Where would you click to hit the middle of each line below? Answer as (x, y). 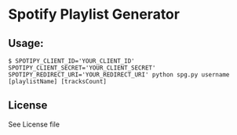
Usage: (26, 43)
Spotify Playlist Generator (94, 14)
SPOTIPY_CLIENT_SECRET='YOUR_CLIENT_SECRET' (82, 68)
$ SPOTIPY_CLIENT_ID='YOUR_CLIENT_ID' (71, 61)
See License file (34, 124)
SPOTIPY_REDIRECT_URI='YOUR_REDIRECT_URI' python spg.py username (119, 75)
